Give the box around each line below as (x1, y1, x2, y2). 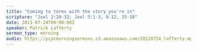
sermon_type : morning (6, 30, 59, 36)
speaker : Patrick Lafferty (6, 25, 72, 31)
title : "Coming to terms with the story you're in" (6, 8, 135, 15)
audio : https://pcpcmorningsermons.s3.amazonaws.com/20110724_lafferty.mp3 (6, 36, 195, 42)
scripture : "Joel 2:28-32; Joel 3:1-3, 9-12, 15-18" (6, 14, 138, 20)
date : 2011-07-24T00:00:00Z (6, 19, 75, 25)
